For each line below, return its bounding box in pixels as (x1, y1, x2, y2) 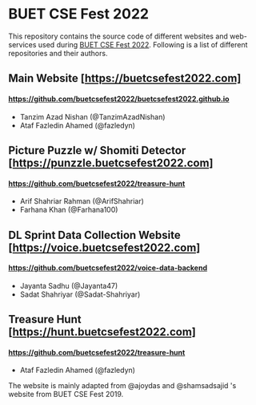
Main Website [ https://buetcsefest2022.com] (8, 71, 242, 85)
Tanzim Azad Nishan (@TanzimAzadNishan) (19, 111, 166, 121)
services (8, 39, 37, 49)
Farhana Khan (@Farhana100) (19, 205, 118, 215)
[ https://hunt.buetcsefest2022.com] (8, 326, 196, 339)
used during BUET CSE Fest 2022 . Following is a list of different (38, 39, 248, 49)
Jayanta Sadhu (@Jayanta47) (19, 281, 118, 290)
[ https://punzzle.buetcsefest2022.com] (8, 156, 214, 169)
